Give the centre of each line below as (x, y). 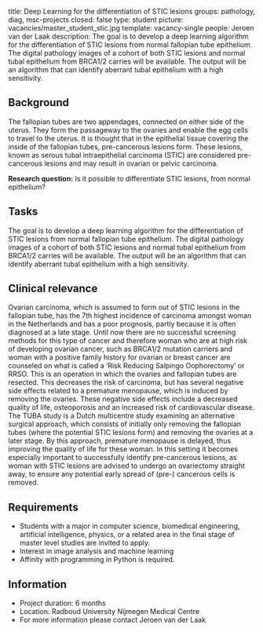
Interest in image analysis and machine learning (97, 551)
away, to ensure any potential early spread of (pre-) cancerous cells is (122, 474)
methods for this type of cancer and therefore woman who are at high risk (128, 341)
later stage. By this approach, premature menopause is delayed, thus (120, 441)
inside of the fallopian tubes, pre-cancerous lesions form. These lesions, (125, 146)
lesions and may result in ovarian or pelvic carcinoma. (131, 163)
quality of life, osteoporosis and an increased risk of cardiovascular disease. (131, 407)
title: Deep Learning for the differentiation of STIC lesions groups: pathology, (132, 11)
